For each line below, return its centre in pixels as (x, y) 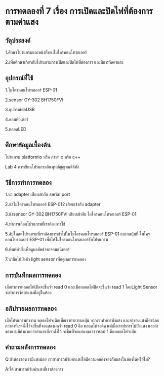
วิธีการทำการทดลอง (28, 183)
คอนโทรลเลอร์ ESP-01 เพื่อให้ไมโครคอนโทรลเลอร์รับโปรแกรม (57, 240)
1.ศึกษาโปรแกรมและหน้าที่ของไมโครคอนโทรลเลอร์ (46, 52)
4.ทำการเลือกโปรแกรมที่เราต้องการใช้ (35, 224)
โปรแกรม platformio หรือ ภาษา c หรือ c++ (43, 157)
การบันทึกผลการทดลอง (33, 275)
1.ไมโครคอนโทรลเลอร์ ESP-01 (31, 90)
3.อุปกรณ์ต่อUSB (20, 109)
